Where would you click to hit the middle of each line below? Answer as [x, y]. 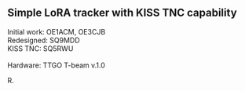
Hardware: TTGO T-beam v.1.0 [56, 65]
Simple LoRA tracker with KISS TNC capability [122, 13]
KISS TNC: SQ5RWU [40, 48]
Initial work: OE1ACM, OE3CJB [57, 31]
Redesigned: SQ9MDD [44, 40]
